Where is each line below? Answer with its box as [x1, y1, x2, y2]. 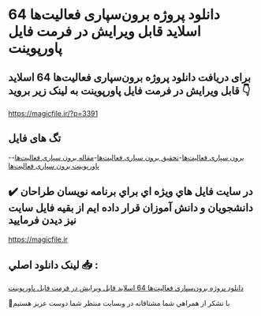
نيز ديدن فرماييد [8, 213, 76, 227]
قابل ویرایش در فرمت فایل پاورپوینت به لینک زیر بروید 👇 [8, 84, 251, 97]
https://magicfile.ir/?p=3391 [8, 109, 99, 118]
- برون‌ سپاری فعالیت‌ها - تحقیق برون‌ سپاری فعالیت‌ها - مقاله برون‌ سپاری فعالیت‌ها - [8, 152, 244, 162]
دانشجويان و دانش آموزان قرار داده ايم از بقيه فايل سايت [8, 201, 254, 215]
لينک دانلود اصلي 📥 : [8, 258, 99, 272]
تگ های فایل [8, 132, 62, 145]
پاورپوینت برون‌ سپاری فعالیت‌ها [8, 160, 100, 171]
